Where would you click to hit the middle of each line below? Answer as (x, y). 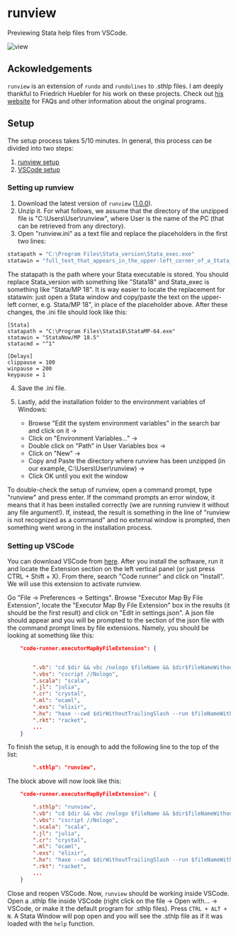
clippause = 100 (31, 362)
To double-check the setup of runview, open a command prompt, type (110, 490)
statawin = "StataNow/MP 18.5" (53, 337)
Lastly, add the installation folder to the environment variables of (111, 401)
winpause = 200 (30, 368)
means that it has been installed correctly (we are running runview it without (118, 504)
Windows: (32, 409)
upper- (211, 297)
